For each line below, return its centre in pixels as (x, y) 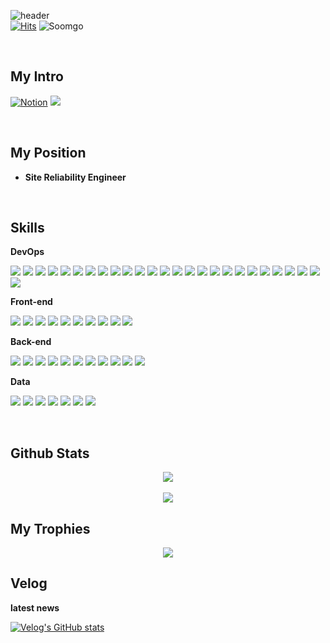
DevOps (27, 252)
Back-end (31, 342)
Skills (27, 228)
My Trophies (50, 528)
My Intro (37, 76)
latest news (35, 607)
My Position (48, 153)
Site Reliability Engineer (75, 177)
